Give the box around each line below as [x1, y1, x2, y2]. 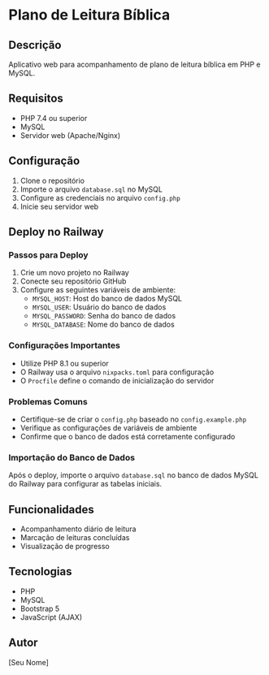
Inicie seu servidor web [20, 201, 99, 211]
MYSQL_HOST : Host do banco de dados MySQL [32, 294, 183, 304]
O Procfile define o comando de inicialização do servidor [20, 375, 215, 385]
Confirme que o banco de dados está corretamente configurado [20, 431, 236, 441]
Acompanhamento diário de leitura [20, 524, 137, 534]
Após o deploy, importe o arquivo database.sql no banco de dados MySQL [8, 470, 258, 480]
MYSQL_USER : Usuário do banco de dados [32, 302, 167, 312]
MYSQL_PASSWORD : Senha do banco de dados [32, 311, 176, 321]
